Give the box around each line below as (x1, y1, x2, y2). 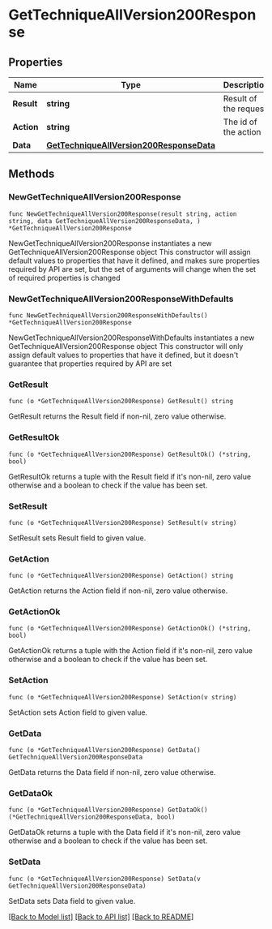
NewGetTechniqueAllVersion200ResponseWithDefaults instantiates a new (8, 333, 255, 342)
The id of (223, 116, 257, 127)
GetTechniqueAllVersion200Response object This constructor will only (8, 341, 244, 351)
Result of (223, 93, 257, 104)
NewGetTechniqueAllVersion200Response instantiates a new (8, 238, 212, 248)
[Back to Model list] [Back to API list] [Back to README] (8, 911, 194, 922)
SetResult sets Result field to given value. (8, 533, 147, 543)
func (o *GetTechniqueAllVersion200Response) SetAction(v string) (8, 693, 237, 701)
